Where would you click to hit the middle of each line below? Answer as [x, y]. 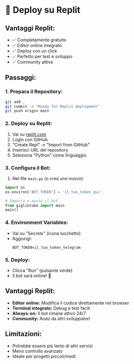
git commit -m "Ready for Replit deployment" [52, 106]
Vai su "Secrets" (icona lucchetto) [46, 233]
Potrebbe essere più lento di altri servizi [53, 346]
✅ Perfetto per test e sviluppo [42, 56]
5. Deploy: [17, 260]
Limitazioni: [23, 334]
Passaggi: [21, 78]
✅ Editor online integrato [37, 45]
